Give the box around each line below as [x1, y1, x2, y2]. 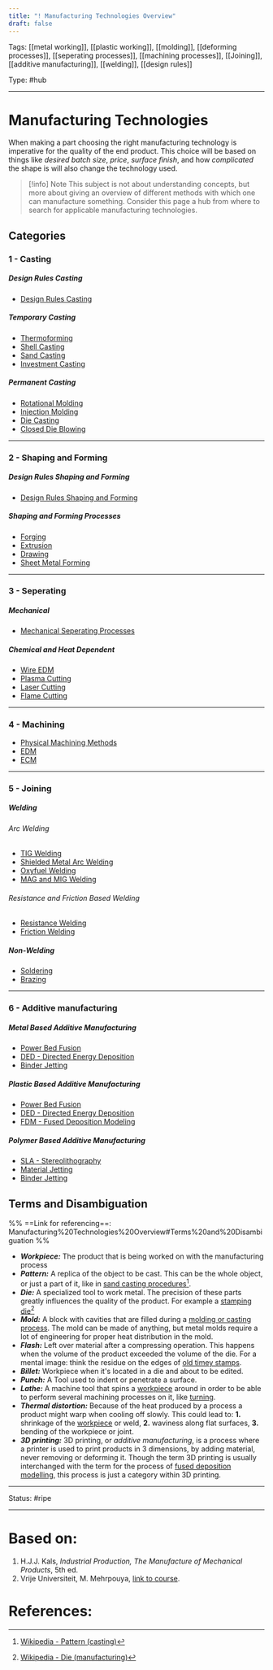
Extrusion [19, 540, 53, 550]
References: [8, 1603, 93, 1620]
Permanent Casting [8, 377, 76, 387]
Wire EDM [19, 665, 54, 675]
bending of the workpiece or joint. [19, 1427, 134, 1437]
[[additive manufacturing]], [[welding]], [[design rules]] [8, 59, 193, 69]
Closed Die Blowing [19, 424, 86, 433]
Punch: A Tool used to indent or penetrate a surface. [19, 1375, 197, 1385]
